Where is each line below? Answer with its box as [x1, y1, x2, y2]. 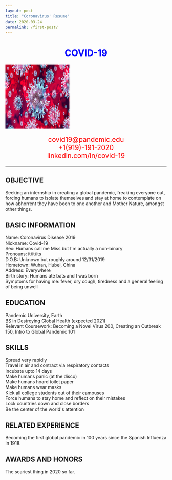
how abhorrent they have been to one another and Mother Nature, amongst [5, 200, 164, 207]
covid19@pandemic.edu [48, 135, 124, 144]
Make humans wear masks [5, 384, 62, 391]
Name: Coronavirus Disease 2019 [5, 234, 76, 241]
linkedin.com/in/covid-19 [47, 152, 125, 160]
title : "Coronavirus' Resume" [5, 13, 70, 19]
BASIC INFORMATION [5, 221, 76, 230]
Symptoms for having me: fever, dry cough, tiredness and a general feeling [5, 278, 163, 284]
